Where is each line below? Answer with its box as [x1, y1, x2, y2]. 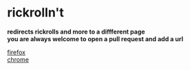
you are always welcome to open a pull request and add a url [7, 34, 184, 43]
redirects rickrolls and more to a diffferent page [7, 27, 146, 36]
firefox [7, 48, 26, 56]
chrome [7, 55, 30, 63]
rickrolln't [7, 5, 64, 21]
